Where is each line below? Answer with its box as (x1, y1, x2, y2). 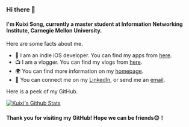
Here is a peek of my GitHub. (6, 88, 78, 95)
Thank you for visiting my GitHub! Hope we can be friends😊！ (6, 114, 165, 121)
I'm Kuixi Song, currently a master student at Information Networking (6, 20, 183, 28)
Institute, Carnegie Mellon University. (6, 26, 102, 34)
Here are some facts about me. (6, 40, 83, 48)
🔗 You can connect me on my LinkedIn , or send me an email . (14, 76, 166, 84)
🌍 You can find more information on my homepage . (14, 67, 144, 75)
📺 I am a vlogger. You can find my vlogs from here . (14, 58, 143, 66)
